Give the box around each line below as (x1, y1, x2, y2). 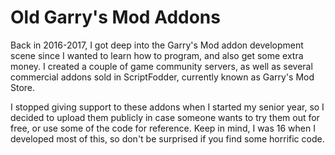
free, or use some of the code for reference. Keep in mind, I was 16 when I (10, 122, 316, 134)
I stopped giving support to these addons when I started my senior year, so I (10, 101, 325, 113)
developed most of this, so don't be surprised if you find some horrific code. (10, 132, 325, 145)
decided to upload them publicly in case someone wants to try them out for (10, 111, 320, 123)
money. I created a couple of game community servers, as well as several (10, 60, 313, 72)
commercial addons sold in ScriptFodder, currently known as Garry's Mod (10, 71, 315, 83)
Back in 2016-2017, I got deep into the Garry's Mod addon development (10, 39, 304, 51)
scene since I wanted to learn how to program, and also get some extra (10, 49, 304, 61)
